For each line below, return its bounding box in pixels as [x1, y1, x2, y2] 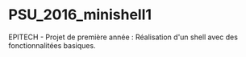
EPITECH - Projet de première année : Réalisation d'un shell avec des [8, 32, 238, 42]
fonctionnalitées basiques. [8, 40, 96, 50]
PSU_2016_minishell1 [8, 6, 152, 24]
